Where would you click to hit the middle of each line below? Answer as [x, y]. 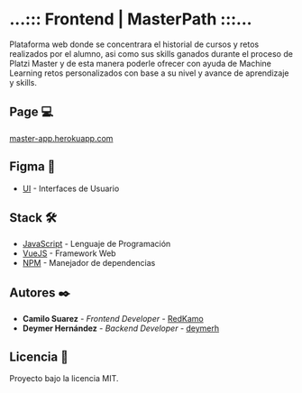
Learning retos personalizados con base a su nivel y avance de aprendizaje [149, 73]
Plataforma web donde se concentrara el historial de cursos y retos [134, 44]
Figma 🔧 [32, 167]
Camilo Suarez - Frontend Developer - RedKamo [113, 319]
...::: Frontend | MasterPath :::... [131, 19]
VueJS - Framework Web [69, 253]
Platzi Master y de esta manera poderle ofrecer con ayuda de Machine [141, 63]
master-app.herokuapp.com [61, 138]
